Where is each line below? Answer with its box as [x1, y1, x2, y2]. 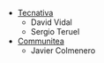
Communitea [17, 35, 64, 46]
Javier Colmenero [30, 45, 96, 56]
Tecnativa [17, 8, 54, 18]
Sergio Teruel [30, 27, 80, 36]
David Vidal [30, 17, 72, 28]
